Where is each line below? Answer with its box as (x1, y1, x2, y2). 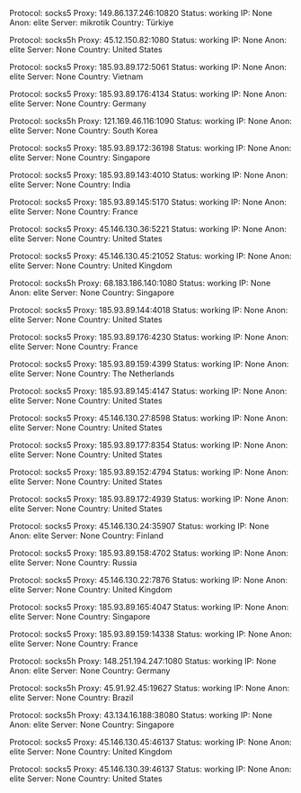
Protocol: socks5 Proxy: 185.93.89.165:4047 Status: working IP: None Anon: (9, 602, 289, 612)
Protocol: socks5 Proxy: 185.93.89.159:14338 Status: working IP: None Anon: (9, 629, 293, 639)
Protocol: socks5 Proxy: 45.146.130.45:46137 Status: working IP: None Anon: (9, 737, 292, 747)
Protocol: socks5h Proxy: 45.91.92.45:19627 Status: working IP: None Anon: (9, 683, 290, 693)
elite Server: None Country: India (9, 179, 131, 190)
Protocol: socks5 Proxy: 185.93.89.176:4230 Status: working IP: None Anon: (9, 332, 289, 342)
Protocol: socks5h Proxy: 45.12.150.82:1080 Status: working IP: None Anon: (9, 35, 288, 45)
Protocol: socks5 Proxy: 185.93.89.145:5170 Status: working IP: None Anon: (9, 197, 288, 207)
